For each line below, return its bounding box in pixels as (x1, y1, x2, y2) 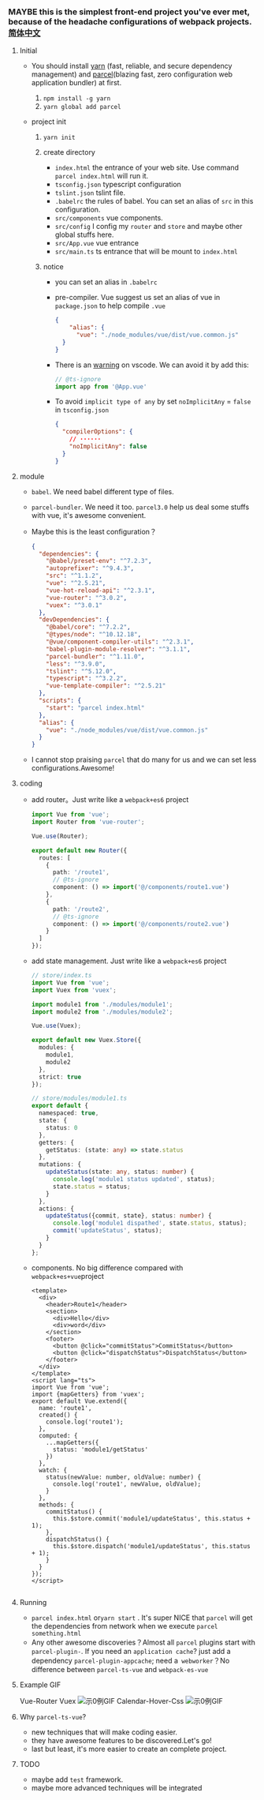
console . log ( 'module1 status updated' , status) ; (52, 1176, 215, 1183)
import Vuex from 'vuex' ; (31, 986, 117, 994)
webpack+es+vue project (31, 1271, 104, 1281)
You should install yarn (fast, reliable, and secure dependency (31, 62, 232, 71)
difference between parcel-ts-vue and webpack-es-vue (31, 1664, 209, 1674)
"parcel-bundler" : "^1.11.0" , (46, 652, 145, 661)
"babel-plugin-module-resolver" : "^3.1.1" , (46, 645, 191, 653)
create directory (43, 148, 96, 157)
